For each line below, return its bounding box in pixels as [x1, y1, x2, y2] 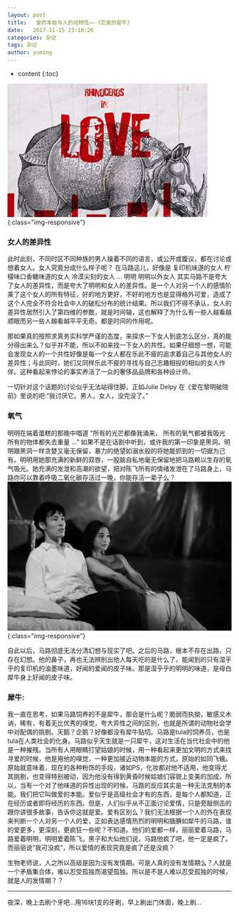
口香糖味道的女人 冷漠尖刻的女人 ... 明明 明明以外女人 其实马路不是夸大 [19, 273, 228, 281]
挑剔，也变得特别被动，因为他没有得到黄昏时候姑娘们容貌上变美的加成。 [13, 772, 225, 781]
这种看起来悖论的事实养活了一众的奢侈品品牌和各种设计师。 [19, 367, 194, 376]
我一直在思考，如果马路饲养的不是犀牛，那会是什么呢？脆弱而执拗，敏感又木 [7, 710, 232, 719]
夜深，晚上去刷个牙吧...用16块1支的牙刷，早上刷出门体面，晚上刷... [7, 898, 202, 907]
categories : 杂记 [7, 34, 57, 41]
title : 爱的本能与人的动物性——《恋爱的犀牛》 [7, 19, 133, 26]
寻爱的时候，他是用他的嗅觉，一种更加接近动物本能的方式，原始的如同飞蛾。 [7, 754, 232, 763]
